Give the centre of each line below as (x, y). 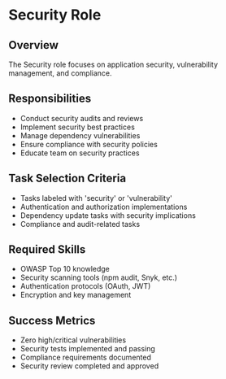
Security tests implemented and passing (88, 349)
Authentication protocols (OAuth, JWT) (85, 286)
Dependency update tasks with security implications (108, 215)
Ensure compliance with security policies (89, 144)
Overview (34, 45)
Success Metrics (52, 320)
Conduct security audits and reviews (82, 118)
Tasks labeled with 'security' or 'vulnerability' (96, 198)
